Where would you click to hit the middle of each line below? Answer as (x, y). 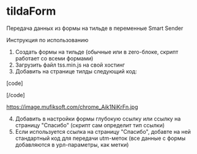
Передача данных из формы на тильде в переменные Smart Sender (95, 28)
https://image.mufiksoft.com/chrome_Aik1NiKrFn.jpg (72, 107)
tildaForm (31, 11)
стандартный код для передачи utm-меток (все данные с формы (100, 138)
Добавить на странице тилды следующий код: (76, 71)
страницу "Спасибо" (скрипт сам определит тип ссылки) (90, 125)
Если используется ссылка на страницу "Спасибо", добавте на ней (103, 131)
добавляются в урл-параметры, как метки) (72, 144)
